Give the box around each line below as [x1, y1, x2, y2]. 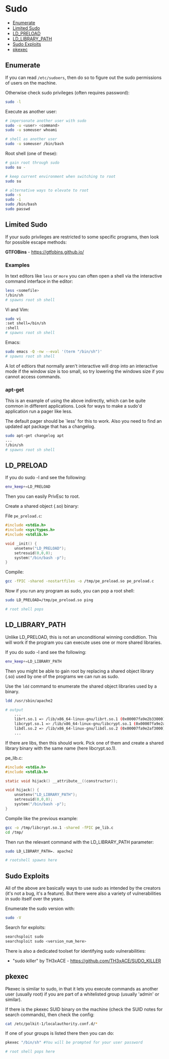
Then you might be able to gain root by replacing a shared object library [5, 668, 154, 674]
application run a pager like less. [5, 409, 73, 415]
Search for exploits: [5, 924, 46, 930]
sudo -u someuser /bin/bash [5, 142, 64, 147]
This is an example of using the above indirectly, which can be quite [5, 398, 146, 404]
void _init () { [5, 541, 37, 546]
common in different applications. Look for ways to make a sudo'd [5, 403, 142, 409]
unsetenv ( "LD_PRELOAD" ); [14, 546, 66, 551]
